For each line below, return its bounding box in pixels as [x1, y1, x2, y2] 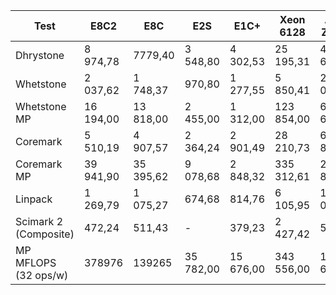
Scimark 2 [15, 215, 64, 228]
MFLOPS [15, 256, 57, 269]
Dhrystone [15, 49, 65, 62]
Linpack [15, 192, 53, 206]
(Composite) [15, 227, 75, 241]
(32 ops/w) [15, 269, 69, 282]
